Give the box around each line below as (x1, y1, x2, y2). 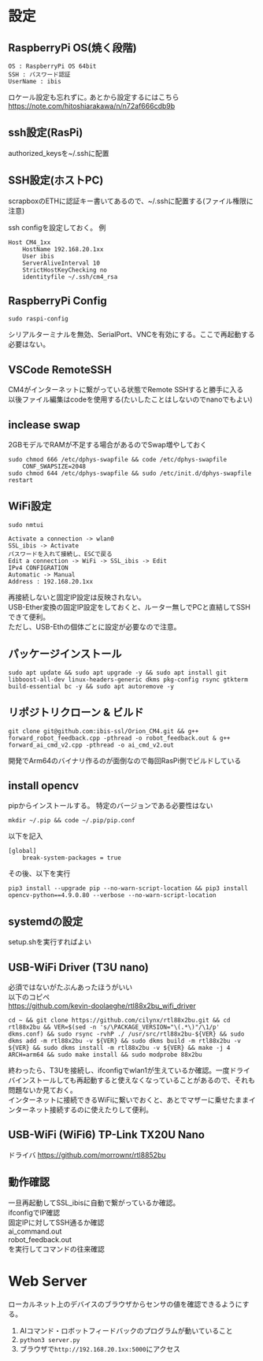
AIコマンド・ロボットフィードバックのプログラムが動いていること (19, 1326, 234, 1335)
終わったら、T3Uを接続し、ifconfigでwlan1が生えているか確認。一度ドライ (8, 1065, 250, 1075)
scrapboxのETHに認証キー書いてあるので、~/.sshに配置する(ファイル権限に (8, 196, 254, 206)
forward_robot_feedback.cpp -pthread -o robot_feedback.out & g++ (8, 734, 231, 742)
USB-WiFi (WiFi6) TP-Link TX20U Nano (8, 1128, 205, 1142)
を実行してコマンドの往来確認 (8, 1244, 105, 1253)
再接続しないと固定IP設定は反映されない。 (8, 592, 146, 602)
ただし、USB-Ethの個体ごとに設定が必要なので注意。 (8, 621, 181, 631)
